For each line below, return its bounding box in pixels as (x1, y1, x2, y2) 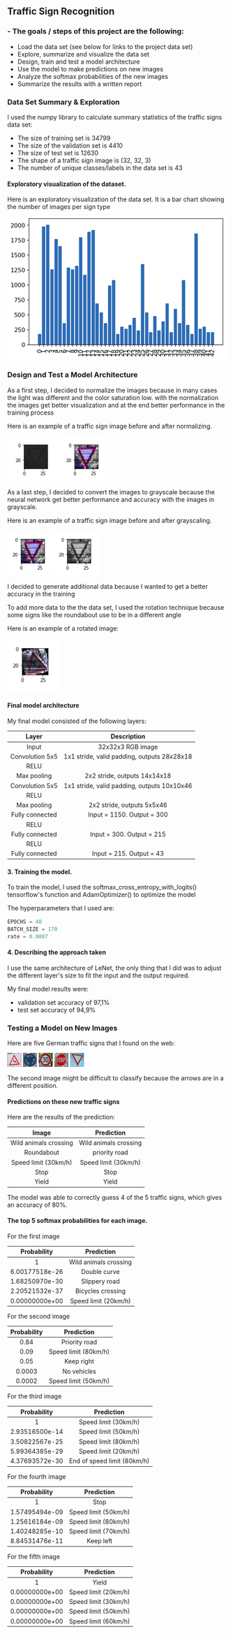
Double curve (81, 1267, 120, 1275)
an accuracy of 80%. (7, 1201, 68, 1209)
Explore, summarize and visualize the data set (17, 50, 150, 58)
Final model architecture (7, 701, 80, 710)
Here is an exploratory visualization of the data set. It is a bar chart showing (7, 195, 225, 203)
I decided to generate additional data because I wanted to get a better (7, 582, 208, 590)
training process (7, 408, 54, 417)
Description (110, 732, 146, 740)
